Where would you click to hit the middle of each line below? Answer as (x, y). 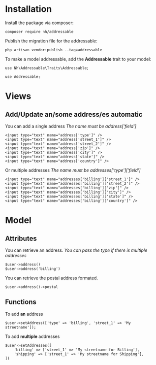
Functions (21, 302)
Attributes (21, 238)
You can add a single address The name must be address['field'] (71, 126)
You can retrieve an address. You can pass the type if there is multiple (76, 250)
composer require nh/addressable (39, 32)
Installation (29, 9)
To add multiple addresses (32, 336)
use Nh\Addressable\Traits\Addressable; (47, 68)
